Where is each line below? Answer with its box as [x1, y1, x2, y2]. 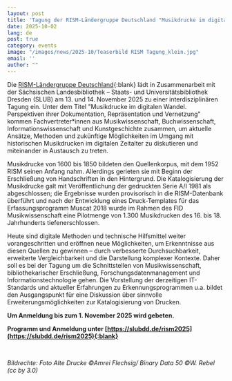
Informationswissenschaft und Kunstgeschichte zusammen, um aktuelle [7, 124, 212, 133]
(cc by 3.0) [7, 366, 38, 374]
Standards [7, 283, 37, 291]
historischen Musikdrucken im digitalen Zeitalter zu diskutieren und [7, 139, 198, 147]
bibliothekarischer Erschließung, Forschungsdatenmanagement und [7, 268, 200, 277]
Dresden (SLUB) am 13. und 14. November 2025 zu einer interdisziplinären [7, 95, 219, 104]
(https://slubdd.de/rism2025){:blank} [7, 332, 119, 340]
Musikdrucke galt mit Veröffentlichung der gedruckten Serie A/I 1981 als [7, 182, 211, 190]
